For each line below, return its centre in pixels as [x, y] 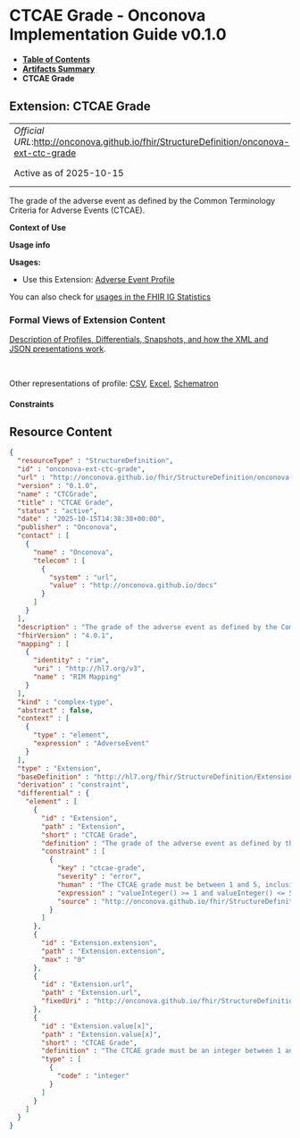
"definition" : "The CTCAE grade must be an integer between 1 [161, 1051]
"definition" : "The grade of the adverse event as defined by [161, 843]
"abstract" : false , [55, 710]
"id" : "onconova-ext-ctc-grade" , [81, 469]
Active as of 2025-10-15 [69, 173]
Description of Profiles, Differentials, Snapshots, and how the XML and [139, 340]
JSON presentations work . [58, 349]
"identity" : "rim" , [71, 661]
